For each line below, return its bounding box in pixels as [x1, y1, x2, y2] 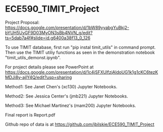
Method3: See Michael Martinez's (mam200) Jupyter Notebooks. [5, 102, 136, 108]
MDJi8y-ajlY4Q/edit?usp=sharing [5, 74, 72, 80]
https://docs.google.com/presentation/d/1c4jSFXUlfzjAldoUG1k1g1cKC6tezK [5, 69, 159, 75]
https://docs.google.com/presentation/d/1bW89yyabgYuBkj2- [5, 24, 129, 30]
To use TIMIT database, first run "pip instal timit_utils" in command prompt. [5, 44, 156, 50]
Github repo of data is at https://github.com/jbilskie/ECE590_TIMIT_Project [5, 121, 155, 127]
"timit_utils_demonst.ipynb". [5, 54, 61, 60]
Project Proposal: [5, 19, 40, 25]
